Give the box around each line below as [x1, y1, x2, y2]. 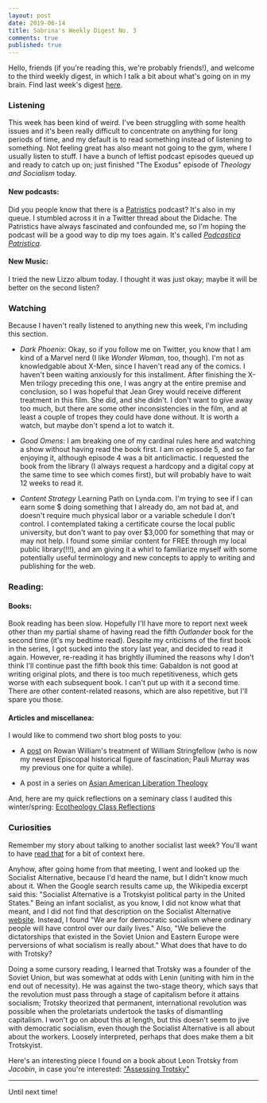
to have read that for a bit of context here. [8, 848, 145, 858]
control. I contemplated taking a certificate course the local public [19, 519, 236, 529]
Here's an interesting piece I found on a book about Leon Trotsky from [8, 1055, 238, 1065]
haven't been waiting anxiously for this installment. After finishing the [19, 370, 246, 380]
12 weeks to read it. [19, 478, 83, 488]
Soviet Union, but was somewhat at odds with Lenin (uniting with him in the [8, 972, 254, 982]
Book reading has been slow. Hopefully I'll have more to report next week [8, 618, 248, 629]
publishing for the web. [19, 562, 96, 571]
